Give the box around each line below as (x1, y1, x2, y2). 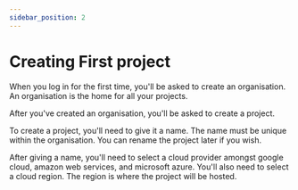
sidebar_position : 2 (9, 12, 87, 22)
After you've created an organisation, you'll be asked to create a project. (9, 108, 275, 119)
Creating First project (9, 51, 171, 71)
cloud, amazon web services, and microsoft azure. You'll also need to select (9, 161, 289, 172)
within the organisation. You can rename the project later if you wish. (9, 135, 261, 145)
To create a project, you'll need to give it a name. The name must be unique (9, 125, 287, 136)
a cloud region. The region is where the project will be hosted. (9, 170, 237, 181)
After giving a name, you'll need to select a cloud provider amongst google (9, 152, 284, 162)
